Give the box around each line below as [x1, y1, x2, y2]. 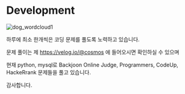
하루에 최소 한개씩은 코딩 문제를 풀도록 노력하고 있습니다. [6, 35, 140, 43]
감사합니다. [6, 81, 33, 89]
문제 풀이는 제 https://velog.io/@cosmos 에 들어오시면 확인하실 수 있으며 [6, 48, 180, 56]
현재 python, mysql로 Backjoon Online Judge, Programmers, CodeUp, [6, 61, 179, 68]
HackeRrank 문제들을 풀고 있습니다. [6, 68, 92, 75]
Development [6, 4, 75, 17]
